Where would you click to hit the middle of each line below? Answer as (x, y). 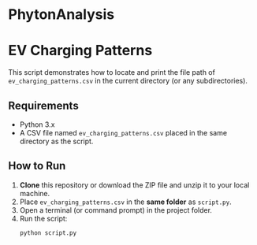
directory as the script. (56, 141)
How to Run (37, 166)
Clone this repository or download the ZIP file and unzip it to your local (134, 185)
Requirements (43, 105)
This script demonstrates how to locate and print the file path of (112, 72)
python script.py (48, 233)
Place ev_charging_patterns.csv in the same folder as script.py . (125, 202)
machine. (35, 193)
